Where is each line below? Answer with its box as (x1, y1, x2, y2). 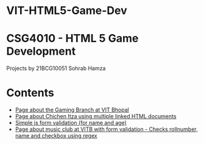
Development (6, 44, 76, 58)
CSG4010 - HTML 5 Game (6, 32, 139, 46)
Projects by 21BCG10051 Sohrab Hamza (6, 65, 106, 72)
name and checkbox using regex (15, 132, 97, 140)
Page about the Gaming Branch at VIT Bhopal (15, 106, 129, 113)
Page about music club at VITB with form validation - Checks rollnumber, (15, 126, 198, 133)
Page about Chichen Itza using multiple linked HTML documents (15, 113, 177, 120)
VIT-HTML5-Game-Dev (6, 4, 127, 18)
